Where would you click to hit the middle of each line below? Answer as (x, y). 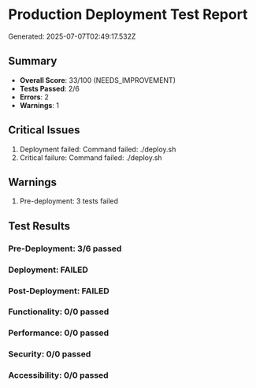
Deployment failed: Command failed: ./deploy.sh (98, 149)
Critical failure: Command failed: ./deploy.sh (91, 157)
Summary (33, 61)
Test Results (39, 226)
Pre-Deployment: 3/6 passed (65, 248)
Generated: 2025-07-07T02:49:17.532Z (72, 36)
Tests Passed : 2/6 (50, 88)
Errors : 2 (34, 97)
